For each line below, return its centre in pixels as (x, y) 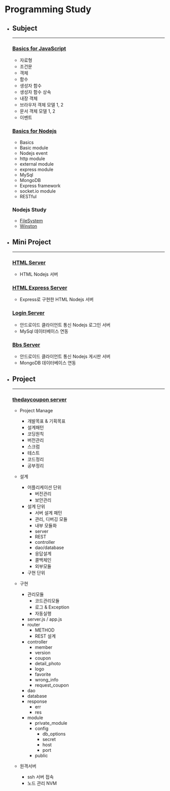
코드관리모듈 (47, 601)
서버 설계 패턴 (48, 513)
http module (32, 159)
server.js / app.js (45, 619)
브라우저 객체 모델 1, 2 (42, 105)
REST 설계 (45, 636)
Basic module (34, 148)
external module (37, 164)
